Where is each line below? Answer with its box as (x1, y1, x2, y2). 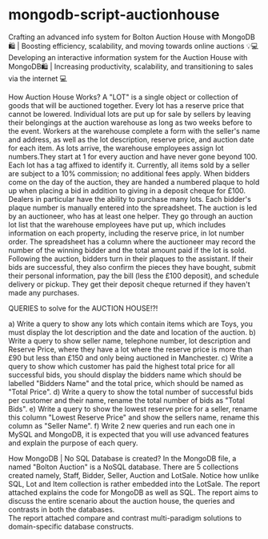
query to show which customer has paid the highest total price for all (8, 361, 235, 371)
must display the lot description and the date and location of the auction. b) (8, 327, 256, 337)
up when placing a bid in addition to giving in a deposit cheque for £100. (8, 186, 246, 195)
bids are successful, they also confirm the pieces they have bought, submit (8, 262, 256, 272)
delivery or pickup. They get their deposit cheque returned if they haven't (8, 279, 250, 289)
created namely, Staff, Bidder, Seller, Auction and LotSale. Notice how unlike (8, 470, 259, 480)
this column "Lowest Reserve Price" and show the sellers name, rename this (8, 412, 260, 422)
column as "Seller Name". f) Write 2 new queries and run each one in (8, 420, 235, 430)
